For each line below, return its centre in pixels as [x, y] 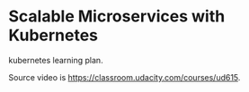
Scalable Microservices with [117, 17]
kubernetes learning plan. [56, 60]
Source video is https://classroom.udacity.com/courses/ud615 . [124, 77]
